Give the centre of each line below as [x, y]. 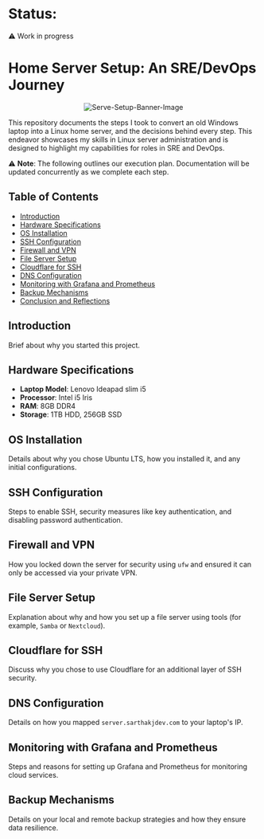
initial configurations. [43, 468]
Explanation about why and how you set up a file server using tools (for [125, 617]
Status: [33, 14]
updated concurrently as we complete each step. [89, 171]
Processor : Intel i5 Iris [56, 398]
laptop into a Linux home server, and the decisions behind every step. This [130, 131]
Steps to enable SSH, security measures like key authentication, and [120, 512]
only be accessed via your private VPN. [73, 572]
